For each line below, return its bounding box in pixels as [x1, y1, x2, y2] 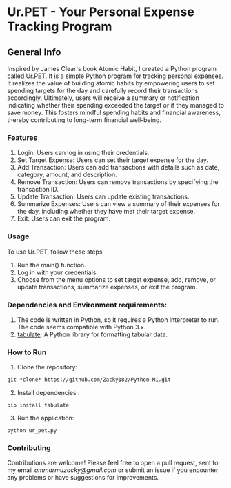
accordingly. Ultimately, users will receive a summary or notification [7, 94, 200, 102]
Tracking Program [7, 19, 112, 34]
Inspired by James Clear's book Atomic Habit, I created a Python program [7, 65, 217, 72]
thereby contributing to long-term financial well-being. [7, 116, 162, 124]
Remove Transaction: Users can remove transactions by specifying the [17, 178, 219, 186]
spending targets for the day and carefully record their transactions [7, 87, 199, 94]
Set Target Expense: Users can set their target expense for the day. [17, 156, 209, 164]
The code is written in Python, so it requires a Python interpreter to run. [17, 315, 220, 324]
